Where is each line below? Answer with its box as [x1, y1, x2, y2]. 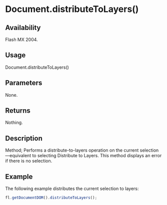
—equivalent [5, 153, 31, 159]
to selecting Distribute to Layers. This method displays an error [32, 153, 162, 159]
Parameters [5, 79, 42, 87]
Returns [5, 106, 31, 115]
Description [5, 134, 42, 143]
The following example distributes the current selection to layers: [5, 186, 139, 192]
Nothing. [5, 120, 23, 126]
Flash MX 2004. [5, 36, 38, 42]
